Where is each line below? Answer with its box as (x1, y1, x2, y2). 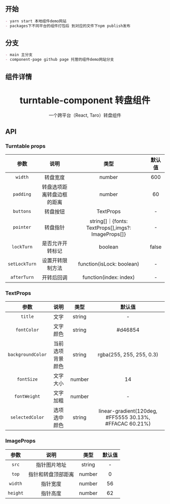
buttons (13, 208, 31, 214)
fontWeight (14, 393, 40, 400)
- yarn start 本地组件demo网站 (5, 18, 67, 24)
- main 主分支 (5, 52, 33, 57)
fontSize (17, 377, 38, 382)
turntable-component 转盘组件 (19, 94, 151, 106)
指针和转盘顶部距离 (28, 471, 74, 478)
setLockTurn (8, 261, 37, 267)
